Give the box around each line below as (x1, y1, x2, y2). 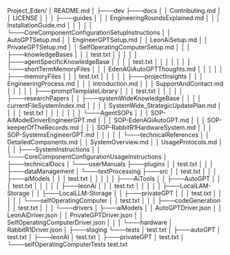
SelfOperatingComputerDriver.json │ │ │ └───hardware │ (7, 219, 174, 226)
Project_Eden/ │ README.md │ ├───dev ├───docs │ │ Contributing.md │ (7, 7, 222, 14)
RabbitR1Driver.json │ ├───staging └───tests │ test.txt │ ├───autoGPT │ (7, 225, 222, 234)
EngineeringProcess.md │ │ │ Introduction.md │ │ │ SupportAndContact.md (7, 80, 224, 87)
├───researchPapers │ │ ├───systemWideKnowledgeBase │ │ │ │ (7, 94, 202, 102)
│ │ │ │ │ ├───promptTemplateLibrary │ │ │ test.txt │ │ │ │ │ (7, 87, 184, 95)
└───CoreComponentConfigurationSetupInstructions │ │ (7, 28, 171, 36)
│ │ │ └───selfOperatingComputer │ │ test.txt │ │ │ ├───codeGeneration (7, 197, 221, 204)
